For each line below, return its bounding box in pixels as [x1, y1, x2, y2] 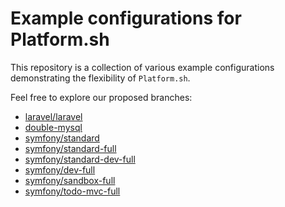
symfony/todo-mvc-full [24, 185, 121, 197]
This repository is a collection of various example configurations [10, 61, 275, 73]
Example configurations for [10, 7, 242, 30]
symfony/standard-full [24, 142, 117, 154]
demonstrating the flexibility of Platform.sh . [10, 72, 191, 84]
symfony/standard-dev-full [24, 153, 136, 165]
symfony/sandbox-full [24, 174, 116, 186]
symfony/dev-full [24, 163, 96, 176]
